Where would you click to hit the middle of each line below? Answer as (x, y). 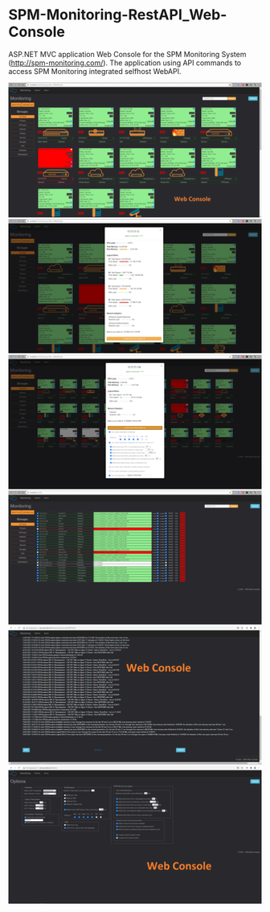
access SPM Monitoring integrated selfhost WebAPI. (95, 71)
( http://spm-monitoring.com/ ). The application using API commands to (125, 63)
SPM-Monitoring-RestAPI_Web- (118, 15)
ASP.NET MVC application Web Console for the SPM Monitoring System (127, 54)
